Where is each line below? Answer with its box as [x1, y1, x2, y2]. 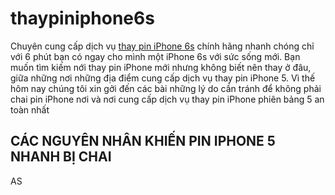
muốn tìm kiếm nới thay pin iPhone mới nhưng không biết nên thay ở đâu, [10, 61, 312, 73]
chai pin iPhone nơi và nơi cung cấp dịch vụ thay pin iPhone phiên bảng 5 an [10, 93, 325, 105]
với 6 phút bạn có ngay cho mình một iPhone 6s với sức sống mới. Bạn [10, 50, 301, 62]
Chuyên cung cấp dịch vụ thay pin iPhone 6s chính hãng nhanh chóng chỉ [10, 40, 315, 52]
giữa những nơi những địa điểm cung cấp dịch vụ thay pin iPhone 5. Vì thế [10, 72, 316, 84]
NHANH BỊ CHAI [10, 148, 112, 166]
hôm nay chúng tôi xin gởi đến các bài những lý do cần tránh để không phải [10, 82, 322, 94]
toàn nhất [10, 103, 50, 116]
